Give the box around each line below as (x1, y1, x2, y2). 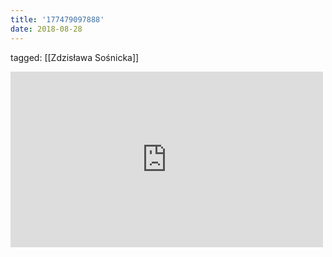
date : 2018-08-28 (10, 24, 83, 34)
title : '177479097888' (10, 14, 105, 25)
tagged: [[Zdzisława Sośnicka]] (10, 51, 140, 63)
